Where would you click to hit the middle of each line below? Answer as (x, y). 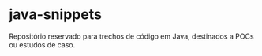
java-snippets (55, 15)
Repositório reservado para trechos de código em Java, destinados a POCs (132, 36)
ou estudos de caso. (42, 44)
